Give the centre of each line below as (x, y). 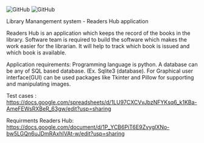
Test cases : (21, 96)
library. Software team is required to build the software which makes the (97, 39)
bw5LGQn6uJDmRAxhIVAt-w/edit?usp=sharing (65, 134)
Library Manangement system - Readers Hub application (77, 21)
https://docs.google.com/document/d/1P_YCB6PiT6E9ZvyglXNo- (88, 127)
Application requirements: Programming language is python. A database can (102, 64)
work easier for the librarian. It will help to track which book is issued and (98, 46)
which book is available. (37, 53)
